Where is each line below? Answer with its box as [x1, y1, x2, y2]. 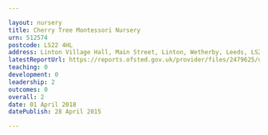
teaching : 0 [8, 63, 48, 72]
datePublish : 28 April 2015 [8, 108, 102, 116]
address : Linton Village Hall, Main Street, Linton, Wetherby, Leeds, [8, 49, 248, 57]
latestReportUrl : [8, 56, 66, 64]
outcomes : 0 [8, 85, 48, 93]
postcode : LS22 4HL [8, 41, 73, 49]
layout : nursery [8, 18, 62, 26]
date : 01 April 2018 [8, 101, 77, 109]
